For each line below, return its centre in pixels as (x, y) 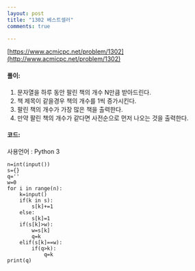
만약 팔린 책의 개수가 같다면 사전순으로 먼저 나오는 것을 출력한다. (103, 118)
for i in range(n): (35, 188)
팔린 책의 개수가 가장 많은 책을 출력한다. (70, 109)
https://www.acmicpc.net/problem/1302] (67, 51)
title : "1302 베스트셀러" (40, 20)
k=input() (34, 194)
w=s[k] (41, 231)
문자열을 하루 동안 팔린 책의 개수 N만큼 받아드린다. (84, 92)
